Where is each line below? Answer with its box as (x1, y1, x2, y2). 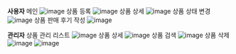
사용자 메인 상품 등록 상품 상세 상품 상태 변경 (7, 7, 211, 15)
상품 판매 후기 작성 (34, 16, 86, 24)
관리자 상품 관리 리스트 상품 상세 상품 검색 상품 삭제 (7, 31, 230, 39)
